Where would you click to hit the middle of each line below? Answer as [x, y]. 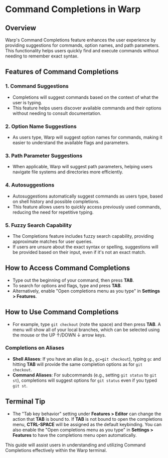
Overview [21, 28]
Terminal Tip [25, 402]
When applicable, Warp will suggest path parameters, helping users [82, 167]
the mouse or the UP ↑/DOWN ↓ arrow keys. [59, 335]
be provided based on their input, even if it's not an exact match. [79, 252]
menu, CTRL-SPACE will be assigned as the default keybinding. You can [87, 424]
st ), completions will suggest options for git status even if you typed [85, 380]
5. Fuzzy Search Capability [38, 225]
